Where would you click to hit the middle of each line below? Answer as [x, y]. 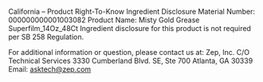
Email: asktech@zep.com [50, 69]
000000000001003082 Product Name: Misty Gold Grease [104, 20]
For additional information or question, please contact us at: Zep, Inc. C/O [129, 52]
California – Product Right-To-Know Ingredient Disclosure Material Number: [132, 12]
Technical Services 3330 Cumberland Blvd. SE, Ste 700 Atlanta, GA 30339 [131, 61]
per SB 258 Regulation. [46, 37]
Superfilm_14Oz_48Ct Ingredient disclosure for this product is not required [130, 28]
